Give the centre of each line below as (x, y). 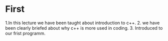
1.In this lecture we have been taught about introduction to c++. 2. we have (82, 23)
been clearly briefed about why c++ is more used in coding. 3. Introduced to (84, 28)
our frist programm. (26, 33)
